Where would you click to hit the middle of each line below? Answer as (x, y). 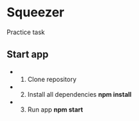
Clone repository (52, 79)
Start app (28, 54)
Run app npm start (55, 109)
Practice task (26, 32)
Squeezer (35, 12)
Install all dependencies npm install (79, 94)
